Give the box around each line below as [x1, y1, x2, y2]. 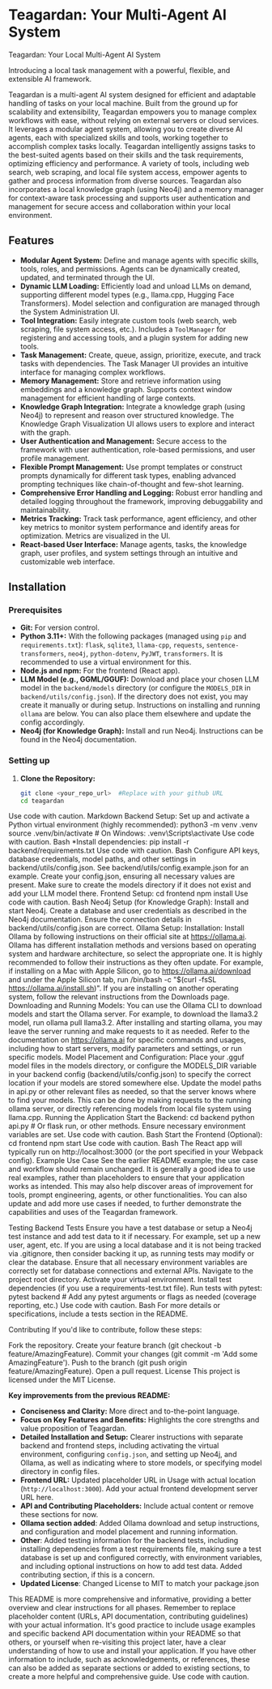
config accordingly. [19, 717, 85, 727]
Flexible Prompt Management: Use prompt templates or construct [19, 462, 243, 472]
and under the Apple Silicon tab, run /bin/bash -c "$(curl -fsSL [8, 975, 217, 985]
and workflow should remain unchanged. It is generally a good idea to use [8, 1165, 256, 1174]
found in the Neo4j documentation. [19, 735, 138, 745]
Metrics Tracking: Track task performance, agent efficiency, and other [19, 513, 257, 524]
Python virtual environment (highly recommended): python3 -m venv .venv [8, 820, 257, 830]
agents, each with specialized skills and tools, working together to [8, 132, 228, 143]
